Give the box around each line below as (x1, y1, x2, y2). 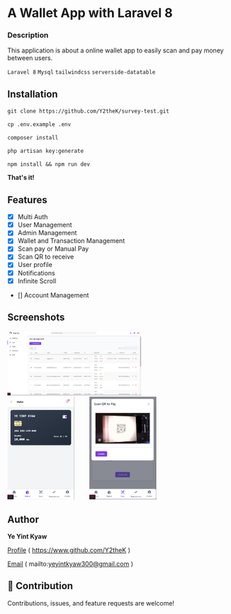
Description (7, 30, 49, 40)
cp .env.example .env (7, 121, 72, 128)
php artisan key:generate (7, 147, 84, 155)
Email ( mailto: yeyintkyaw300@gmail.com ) (7, 559, 133, 568)
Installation (7, 88, 58, 100)
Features (7, 193, 47, 206)
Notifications (17, 268, 55, 277)
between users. (7, 54, 53, 62)
